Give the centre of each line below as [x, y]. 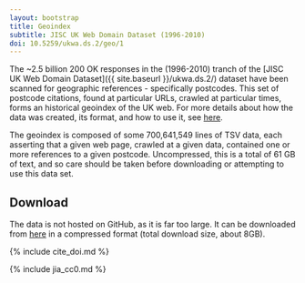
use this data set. [42, 174]
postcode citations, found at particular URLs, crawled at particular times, [146, 98]
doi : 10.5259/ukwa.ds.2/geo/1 [67, 43]
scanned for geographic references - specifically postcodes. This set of [144, 88]
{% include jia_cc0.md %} [58, 269]
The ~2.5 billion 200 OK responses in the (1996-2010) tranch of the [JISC [147, 69]
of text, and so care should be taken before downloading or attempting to [147, 164]
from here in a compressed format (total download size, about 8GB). [137, 234]
